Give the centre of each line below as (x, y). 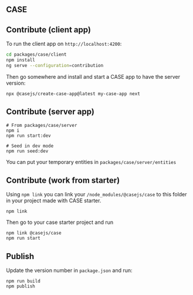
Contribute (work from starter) (63, 181)
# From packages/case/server (42, 125)
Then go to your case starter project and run (60, 222)
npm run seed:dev (27, 151)
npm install (21, 60)
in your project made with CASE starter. (54, 201)
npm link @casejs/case (34, 233)
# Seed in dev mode (30, 146)
